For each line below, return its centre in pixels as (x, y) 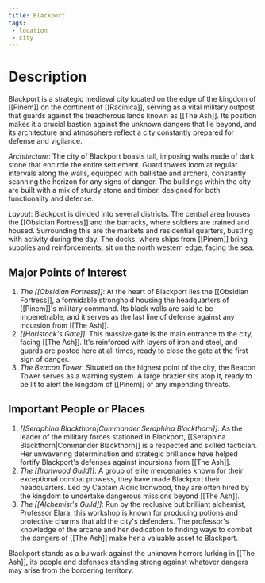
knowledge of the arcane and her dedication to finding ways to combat (136, 529)
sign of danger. (44, 359)
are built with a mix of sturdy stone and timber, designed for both (114, 190)
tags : (17, 23)
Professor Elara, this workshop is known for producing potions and (129, 512)
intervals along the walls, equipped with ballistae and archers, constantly (127, 173)
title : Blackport (37, 15)
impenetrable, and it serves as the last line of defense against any (127, 317)
